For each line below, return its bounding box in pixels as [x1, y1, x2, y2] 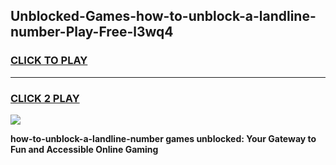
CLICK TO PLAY [10, 54, 88, 68]
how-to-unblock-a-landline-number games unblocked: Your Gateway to [10, 132, 317, 144]
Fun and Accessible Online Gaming [10, 143, 159, 155]
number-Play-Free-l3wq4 [10, 24, 174, 41]
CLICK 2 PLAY [10, 91, 80, 105]
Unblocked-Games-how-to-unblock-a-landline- [10, 8, 317, 25]
